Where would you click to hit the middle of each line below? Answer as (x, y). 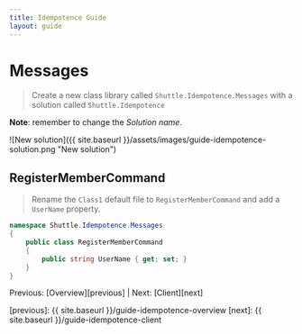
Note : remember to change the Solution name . (96, 122)
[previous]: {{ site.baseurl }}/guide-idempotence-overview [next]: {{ (136, 311)
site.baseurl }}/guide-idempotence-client (86, 320)
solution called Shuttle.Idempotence (98, 105)
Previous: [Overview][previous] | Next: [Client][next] (106, 293)
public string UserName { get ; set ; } (114, 259)
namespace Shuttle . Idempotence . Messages (87, 226)
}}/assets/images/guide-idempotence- (195, 140)
